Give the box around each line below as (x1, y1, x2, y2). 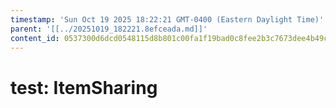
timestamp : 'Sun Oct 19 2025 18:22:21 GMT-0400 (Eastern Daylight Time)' (10, 14, 325, 25)
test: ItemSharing (10, 76, 158, 99)
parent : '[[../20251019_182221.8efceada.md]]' (10, 24, 208, 34)
